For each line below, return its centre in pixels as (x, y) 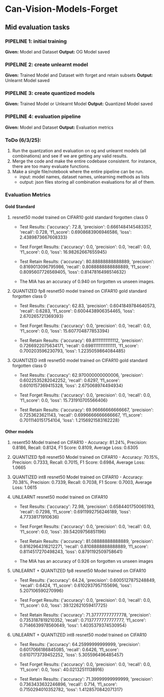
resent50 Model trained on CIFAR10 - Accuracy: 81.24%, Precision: (80, 443)
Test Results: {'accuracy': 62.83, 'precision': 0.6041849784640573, (88, 306)
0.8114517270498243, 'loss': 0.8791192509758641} (71, 552)
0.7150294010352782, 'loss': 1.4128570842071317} (71, 690)
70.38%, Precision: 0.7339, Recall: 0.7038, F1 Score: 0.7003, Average (82, 482)
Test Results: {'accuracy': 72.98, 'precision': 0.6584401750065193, (87, 506)
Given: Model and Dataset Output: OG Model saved (58, 52)
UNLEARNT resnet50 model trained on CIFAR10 (60, 497)
